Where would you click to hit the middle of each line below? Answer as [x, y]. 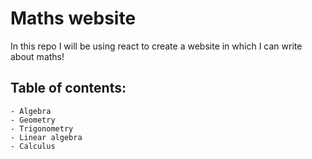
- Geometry [33, 120]
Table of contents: [68, 88]
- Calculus [33, 146]
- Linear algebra [46, 137]
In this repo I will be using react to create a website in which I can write [156, 46]
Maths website [73, 18]
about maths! [37, 56]
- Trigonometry [42, 128]
